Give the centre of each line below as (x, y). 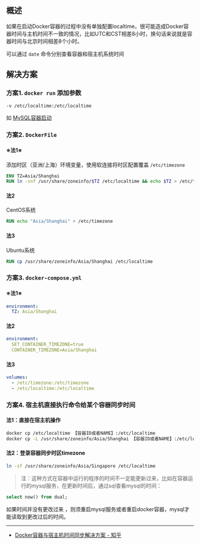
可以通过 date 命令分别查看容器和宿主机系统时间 (65, 54)
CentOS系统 (21, 210)
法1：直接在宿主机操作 (34, 420)
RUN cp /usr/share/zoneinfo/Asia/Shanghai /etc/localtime (79, 262)
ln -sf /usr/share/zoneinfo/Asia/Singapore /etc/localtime (81, 466)
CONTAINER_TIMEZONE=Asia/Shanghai (54, 350)
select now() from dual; (37, 497)
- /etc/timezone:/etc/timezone (50, 383)
